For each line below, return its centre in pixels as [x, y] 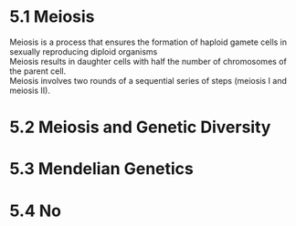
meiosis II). [30, 90]
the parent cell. [38, 71]
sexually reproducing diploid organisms [84, 51]
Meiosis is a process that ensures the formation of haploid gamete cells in [148, 42]
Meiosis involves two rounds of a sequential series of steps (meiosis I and [148, 80]
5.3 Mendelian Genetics [102, 169]
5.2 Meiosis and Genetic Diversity [140, 127]
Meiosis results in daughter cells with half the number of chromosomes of [148, 61]
